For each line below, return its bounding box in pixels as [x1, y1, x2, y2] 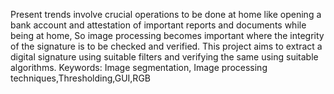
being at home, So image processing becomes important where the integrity [10, 30, 325, 41]
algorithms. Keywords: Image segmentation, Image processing [10, 62, 268, 73]
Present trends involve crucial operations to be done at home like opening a [10, 9, 322, 20]
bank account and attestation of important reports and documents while [10, 19, 307, 31]
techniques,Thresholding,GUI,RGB [10, 72, 151, 84]
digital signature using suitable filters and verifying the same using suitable [10, 51, 319, 63]
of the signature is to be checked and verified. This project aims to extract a [10, 40, 323, 52]
